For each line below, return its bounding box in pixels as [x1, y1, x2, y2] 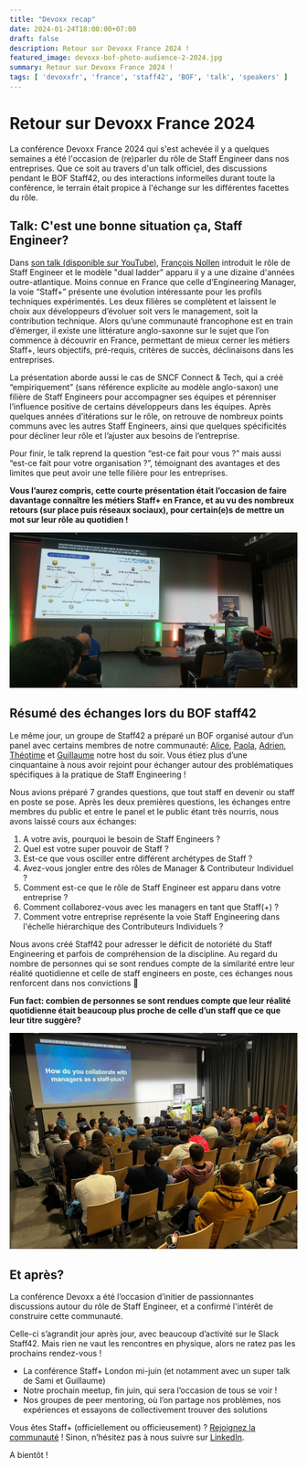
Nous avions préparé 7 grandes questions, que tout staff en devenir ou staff [9, 786, 295, 797]
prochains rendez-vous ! [9, 1348, 102, 1359]
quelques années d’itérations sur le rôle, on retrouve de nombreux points [9, 410, 283, 421]
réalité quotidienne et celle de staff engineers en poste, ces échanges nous [9, 967, 293, 978]
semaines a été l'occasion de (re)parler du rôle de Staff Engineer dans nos [9, 153, 290, 164]
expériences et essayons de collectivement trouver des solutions [22, 1404, 268, 1416]
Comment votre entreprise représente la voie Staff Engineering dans [22, 910, 281, 922]
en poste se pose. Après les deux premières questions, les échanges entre [9, 796, 291, 807]
